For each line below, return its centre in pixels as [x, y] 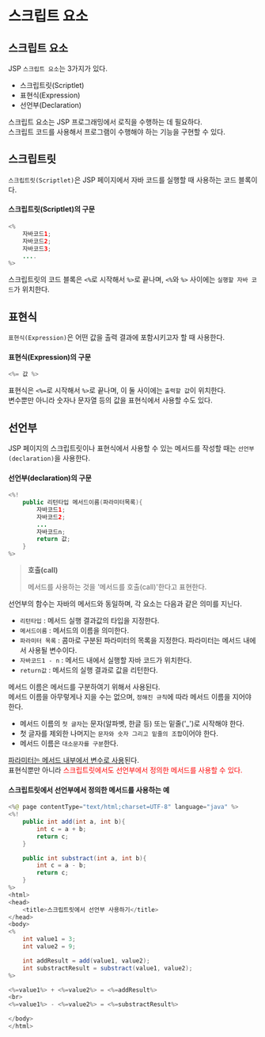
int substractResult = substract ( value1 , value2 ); [108, 968]
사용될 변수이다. [53, 650]
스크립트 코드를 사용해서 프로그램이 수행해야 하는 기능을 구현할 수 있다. [117, 132]
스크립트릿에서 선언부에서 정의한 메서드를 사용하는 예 [89, 790]
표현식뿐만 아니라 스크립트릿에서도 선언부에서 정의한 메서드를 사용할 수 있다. [125, 770]
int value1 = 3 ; [49, 940]
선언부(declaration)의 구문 [50, 478]
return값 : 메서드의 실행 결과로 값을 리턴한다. [89, 670]
